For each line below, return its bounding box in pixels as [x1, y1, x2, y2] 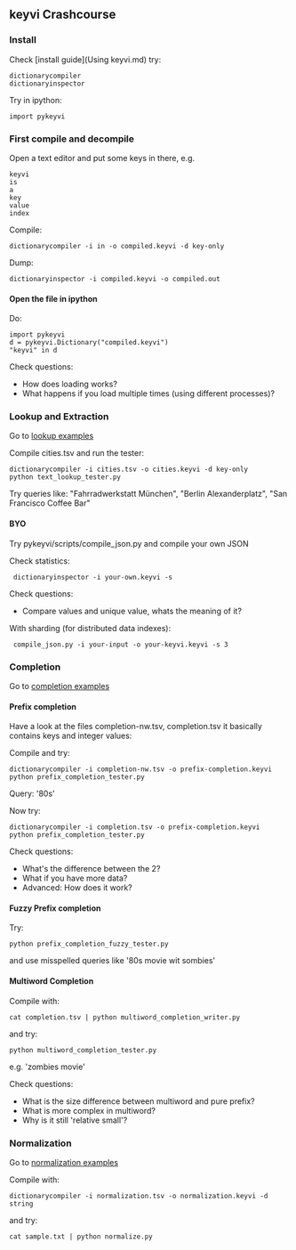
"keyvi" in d [9, 346, 58, 355]
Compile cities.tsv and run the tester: [9, 448, 145, 459]
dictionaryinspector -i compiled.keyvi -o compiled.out [9, 274, 220, 283]
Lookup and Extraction [9, 410, 109, 423]
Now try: [9, 806, 42, 816]
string [9, 1199, 34, 1208]
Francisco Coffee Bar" [9, 498, 91, 508]
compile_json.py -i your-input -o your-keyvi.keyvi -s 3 [12, 640, 228, 649]
